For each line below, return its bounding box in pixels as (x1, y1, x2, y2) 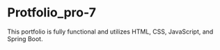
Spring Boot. (7, 34, 43, 42)
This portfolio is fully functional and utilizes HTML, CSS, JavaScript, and (7, 27, 214, 36)
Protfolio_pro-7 (7, 5, 96, 21)
